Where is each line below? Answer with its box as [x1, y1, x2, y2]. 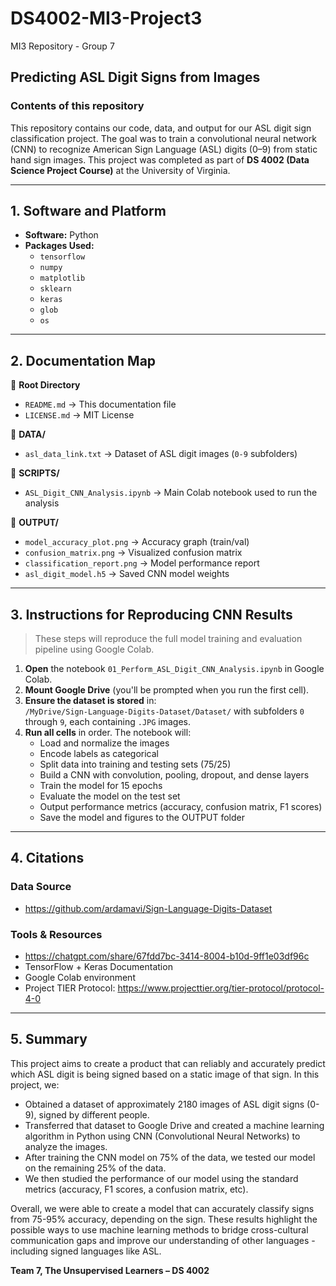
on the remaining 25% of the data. [24, 1162, 167, 1174]
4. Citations [10, 850, 85, 867]
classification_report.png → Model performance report [24, 557, 260, 569]
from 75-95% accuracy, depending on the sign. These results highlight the [10, 1213, 318, 1225]
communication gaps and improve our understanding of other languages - [10, 1234, 316, 1246]
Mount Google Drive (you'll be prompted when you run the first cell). [24, 684, 310, 696]
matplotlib [39, 273, 86, 284]
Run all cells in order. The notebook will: [24, 727, 192, 739]
